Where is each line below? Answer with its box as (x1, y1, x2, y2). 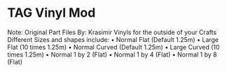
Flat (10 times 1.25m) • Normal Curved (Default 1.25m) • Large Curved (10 (7, 43, 220, 51)
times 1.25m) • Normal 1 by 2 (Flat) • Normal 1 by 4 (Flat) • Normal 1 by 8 (7, 50, 217, 59)
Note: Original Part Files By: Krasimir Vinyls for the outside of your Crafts (7, 28, 217, 36)
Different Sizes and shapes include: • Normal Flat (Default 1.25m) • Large (7, 35, 219, 43)
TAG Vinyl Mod (7, 5, 96, 21)
